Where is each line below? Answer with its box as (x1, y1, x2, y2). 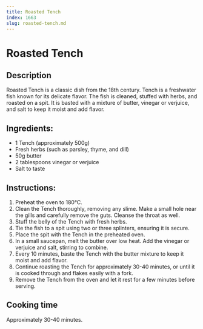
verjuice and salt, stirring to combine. (15, 244, 108, 251)
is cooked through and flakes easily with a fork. (15, 270, 133, 276)
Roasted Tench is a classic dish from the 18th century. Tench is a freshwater (6, 86, 197, 94)
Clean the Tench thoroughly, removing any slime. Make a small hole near (15, 205, 197, 212)
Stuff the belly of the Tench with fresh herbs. (15, 218, 127, 225)
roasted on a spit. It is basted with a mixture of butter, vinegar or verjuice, (6, 99, 190, 107)
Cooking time (6, 300, 58, 310)
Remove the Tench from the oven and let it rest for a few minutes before (15, 276, 195, 283)
